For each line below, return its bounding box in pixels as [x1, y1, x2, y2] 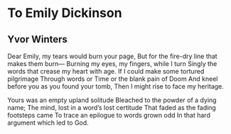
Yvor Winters [7, 33, 68, 45]
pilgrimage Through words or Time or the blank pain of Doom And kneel [7, 74, 218, 83]
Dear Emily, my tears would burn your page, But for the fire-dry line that [7, 52, 218, 60]
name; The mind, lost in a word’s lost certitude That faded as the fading [7, 104, 217, 111]
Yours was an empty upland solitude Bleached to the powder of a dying [7, 96, 217, 104]
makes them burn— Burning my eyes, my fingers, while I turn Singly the [7, 60, 217, 68]
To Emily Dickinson [7, 5, 122, 21]
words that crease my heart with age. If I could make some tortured [7, 67, 205, 75]
